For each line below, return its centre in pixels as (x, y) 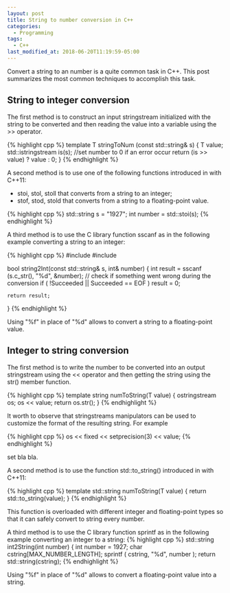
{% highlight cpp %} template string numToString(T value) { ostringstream (112, 395)
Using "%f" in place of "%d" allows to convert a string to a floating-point (110, 322)
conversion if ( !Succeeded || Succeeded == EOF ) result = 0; (94, 283)
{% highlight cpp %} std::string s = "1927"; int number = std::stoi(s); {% (108, 214)
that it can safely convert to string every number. (76, 519)
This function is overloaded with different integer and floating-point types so (115, 511)
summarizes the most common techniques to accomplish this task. (102, 78)
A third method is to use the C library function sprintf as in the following (108, 532)
